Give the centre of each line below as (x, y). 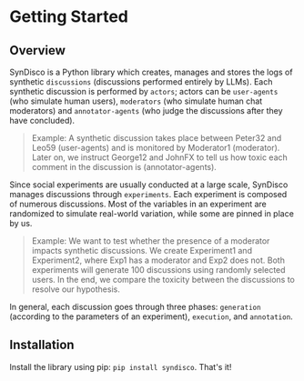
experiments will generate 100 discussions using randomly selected (158, 270)
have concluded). (42, 120)
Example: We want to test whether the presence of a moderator (151, 241)
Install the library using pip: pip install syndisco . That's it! (121, 366)
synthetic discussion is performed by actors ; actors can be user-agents (144, 91)
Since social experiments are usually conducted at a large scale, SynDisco (149, 185)
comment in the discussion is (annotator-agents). (124, 167)
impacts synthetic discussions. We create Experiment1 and (142, 251)
